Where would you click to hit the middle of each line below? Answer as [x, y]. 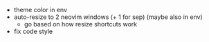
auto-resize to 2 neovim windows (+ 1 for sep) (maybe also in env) [108, 17]
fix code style [33, 31]
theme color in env [40, 10]
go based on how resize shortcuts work [80, 24]
